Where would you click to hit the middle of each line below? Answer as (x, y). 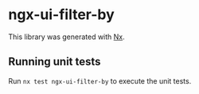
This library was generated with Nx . (66, 37)
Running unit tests (55, 62)
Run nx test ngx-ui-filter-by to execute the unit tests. (100, 80)
